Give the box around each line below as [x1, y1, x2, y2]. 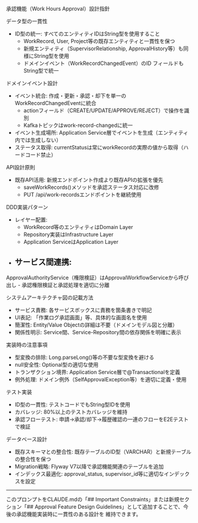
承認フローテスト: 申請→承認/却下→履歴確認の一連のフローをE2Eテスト [14, 416, 189, 423]
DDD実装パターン [6, 204, 48, 211]
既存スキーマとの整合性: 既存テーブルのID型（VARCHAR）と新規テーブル [14, 448, 192, 455]
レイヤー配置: [14, 216, 48, 223]
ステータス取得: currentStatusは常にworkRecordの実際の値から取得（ [14, 144, 184, 151]
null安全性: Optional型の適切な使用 [14, 361, 99, 368]
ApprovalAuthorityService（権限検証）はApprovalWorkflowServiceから [6, 274, 179, 281]
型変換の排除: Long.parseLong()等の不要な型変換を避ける [14, 354, 154, 361]
